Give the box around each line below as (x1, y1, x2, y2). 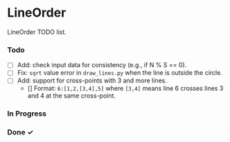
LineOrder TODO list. (7, 28, 67, 36)
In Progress (7, 109, 47, 118)
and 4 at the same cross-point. (27, 91, 116, 100)
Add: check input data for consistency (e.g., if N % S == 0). (17, 61, 187, 69)
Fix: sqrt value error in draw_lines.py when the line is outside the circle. (17, 69, 223, 77)
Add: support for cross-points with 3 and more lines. (17, 76, 168, 85)
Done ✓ (7, 127, 34, 137)
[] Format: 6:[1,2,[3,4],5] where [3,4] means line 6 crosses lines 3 (27, 85, 224, 93)
